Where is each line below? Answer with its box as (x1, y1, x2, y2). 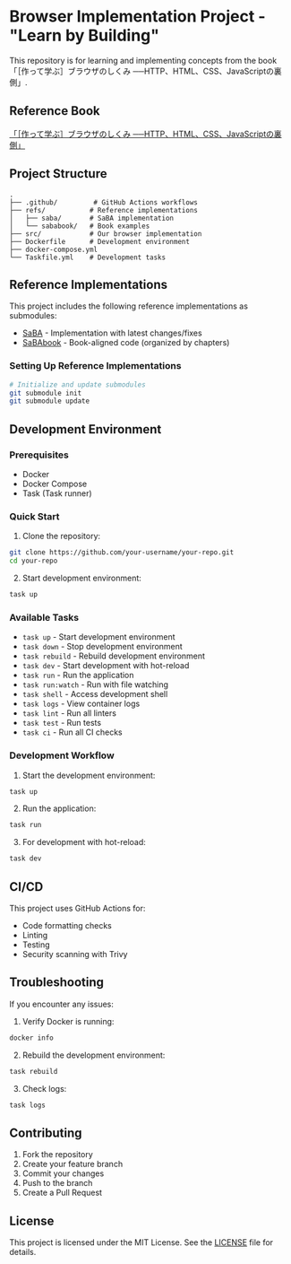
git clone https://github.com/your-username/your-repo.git (9, 548, 235, 557)
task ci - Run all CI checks (21, 727, 123, 737)
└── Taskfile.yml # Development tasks (9, 253, 167, 262)
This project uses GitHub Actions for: (9, 902, 146, 913)
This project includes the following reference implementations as (9, 301, 249, 311)
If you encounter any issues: (9, 998, 115, 1009)
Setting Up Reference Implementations (9, 360, 182, 372)
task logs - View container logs (21, 698, 141, 710)
